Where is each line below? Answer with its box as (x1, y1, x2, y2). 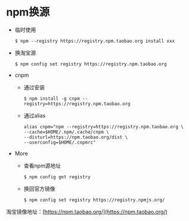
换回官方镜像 (23, 185, 55, 192)
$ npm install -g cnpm (23, 96, 80, 102)
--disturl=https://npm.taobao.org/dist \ (23, 134, 128, 140)
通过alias (23, 112, 46, 119)
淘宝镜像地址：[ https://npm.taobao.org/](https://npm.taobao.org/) (6, 208, 168, 215)
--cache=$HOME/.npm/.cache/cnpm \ (23, 129, 109, 135)
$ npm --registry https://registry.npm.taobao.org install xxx (14, 38, 175, 44)
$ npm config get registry (23, 173, 91, 180)
